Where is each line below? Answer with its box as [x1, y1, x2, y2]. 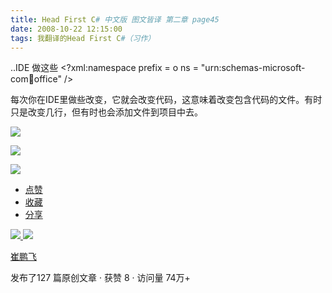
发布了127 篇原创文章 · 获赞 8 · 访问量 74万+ [10, 272, 191, 284]
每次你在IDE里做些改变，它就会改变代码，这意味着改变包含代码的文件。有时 [10, 94, 323, 106]
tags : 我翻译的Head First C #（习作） [10, 33, 156, 43]
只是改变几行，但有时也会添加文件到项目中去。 [10, 106, 203, 118]
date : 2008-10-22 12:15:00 [10, 24, 123, 34]
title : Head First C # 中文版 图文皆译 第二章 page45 [10, 14, 220, 25]
